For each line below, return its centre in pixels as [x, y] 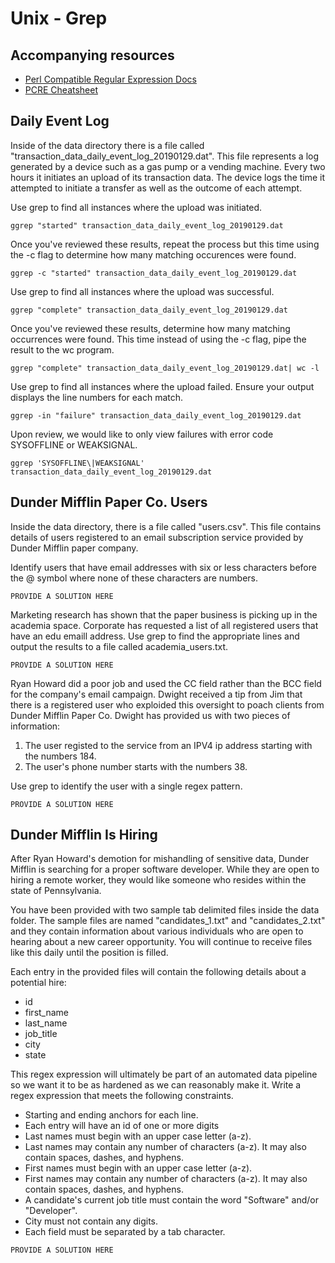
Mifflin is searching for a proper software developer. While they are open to [165, 869]
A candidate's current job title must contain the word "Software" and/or [171, 1200]
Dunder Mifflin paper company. [74, 548]
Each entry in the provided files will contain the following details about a [158, 972]
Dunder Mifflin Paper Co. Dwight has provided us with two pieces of [150, 715]
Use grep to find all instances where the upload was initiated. [136, 207]
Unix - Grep [59, 18]
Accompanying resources [92, 55]
